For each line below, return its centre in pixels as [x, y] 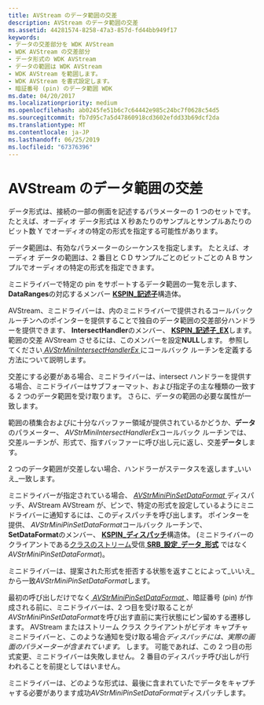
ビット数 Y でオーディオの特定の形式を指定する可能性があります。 [115, 231]
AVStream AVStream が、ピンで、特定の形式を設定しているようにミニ [141, 505]
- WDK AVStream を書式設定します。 [61, 81]
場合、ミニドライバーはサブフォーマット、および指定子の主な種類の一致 [132, 387]
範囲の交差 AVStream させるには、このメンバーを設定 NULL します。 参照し [129, 340]
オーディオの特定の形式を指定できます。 [93, 267]
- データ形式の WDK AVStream [52, 60]
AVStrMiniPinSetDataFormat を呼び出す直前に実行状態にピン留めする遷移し [130, 617]
